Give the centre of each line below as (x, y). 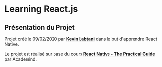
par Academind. (21, 59)
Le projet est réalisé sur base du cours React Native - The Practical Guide (80, 54)
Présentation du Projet (40, 27)
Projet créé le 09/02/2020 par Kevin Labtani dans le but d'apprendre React (81, 39)
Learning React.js (41, 9)
